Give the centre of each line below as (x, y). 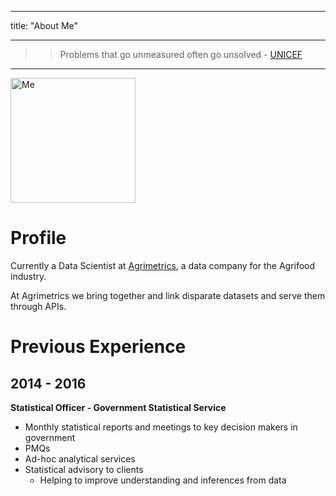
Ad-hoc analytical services (80, 458)
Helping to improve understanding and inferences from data (163, 480)
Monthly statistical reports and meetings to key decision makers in (161, 427)
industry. (28, 276)
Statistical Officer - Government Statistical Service (118, 407)
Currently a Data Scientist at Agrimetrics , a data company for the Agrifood (163, 265)
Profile (38, 238)
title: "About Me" (44, 25)
